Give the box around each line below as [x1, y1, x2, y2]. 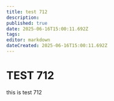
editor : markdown [6, 37, 51, 43]
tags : [6, 31, 20, 37]
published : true [6, 20, 48, 26]
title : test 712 [6, 8, 48, 15]
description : [6, 15, 40, 21]
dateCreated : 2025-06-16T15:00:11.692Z [6, 43, 108, 49]
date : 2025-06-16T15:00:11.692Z [6, 25, 88, 32]
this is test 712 [6, 88, 42, 96]
